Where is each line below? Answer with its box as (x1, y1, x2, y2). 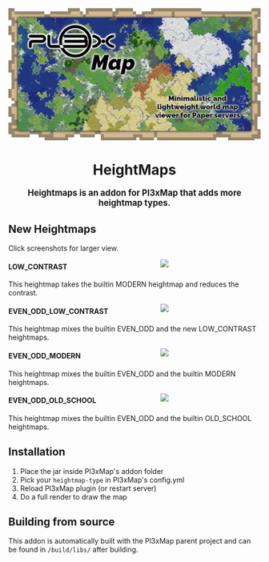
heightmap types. (98, 198, 171, 209)
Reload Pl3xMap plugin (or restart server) (19, 484, 157, 493)
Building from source (8, 516, 115, 529)
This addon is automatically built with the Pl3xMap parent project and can (8, 536, 251, 546)
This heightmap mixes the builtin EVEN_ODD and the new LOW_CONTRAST (8, 324, 257, 334)
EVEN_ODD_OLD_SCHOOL (8, 395, 97, 405)
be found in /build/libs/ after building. (8, 544, 139, 555)
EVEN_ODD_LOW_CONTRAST (8, 306, 109, 315)
